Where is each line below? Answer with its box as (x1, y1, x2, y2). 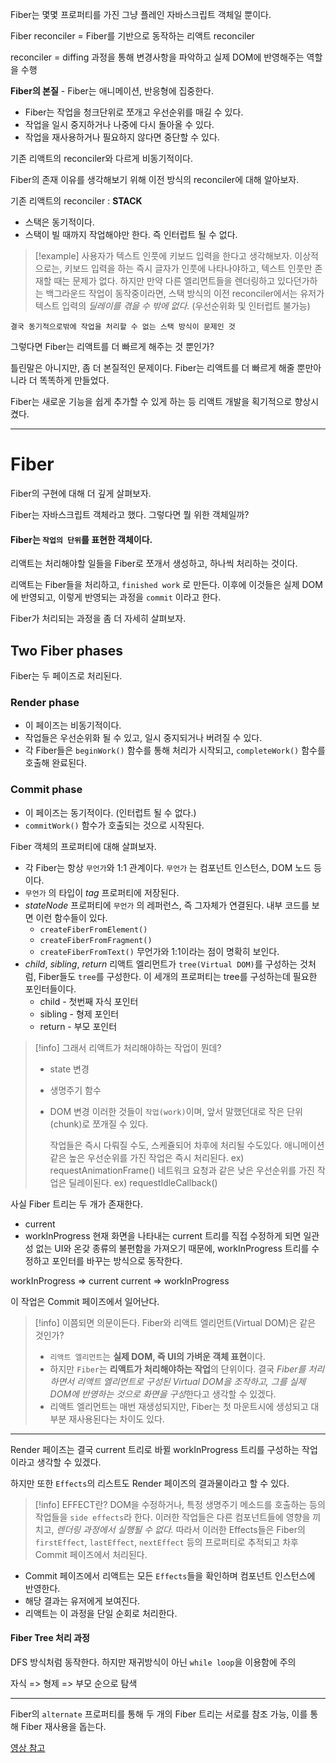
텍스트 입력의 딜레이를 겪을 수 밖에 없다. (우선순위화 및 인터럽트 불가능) (34, 300, 311, 312)
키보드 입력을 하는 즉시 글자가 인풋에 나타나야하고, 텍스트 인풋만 (64, 263, 313, 274)
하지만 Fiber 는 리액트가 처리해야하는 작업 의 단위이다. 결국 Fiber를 (49, 1363, 307, 1375)
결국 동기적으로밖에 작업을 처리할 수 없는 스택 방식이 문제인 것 (10, 322, 236, 332)
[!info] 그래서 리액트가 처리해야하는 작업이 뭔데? (34, 1041, 222, 1053)
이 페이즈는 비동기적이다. (24, 719, 122, 732)
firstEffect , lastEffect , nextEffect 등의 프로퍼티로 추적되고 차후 (34, 1536, 299, 1548)
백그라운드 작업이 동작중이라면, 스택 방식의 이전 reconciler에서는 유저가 (45, 288, 325, 299)
